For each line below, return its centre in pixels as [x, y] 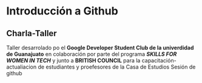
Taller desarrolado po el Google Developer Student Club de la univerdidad [100, 48]
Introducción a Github [62, 11]
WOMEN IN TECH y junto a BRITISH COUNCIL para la [73, 60]
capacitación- [159, 60]
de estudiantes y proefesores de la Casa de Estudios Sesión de [117, 67]
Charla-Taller [32, 33]
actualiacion [22, 67]
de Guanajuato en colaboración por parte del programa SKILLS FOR [92, 54]
